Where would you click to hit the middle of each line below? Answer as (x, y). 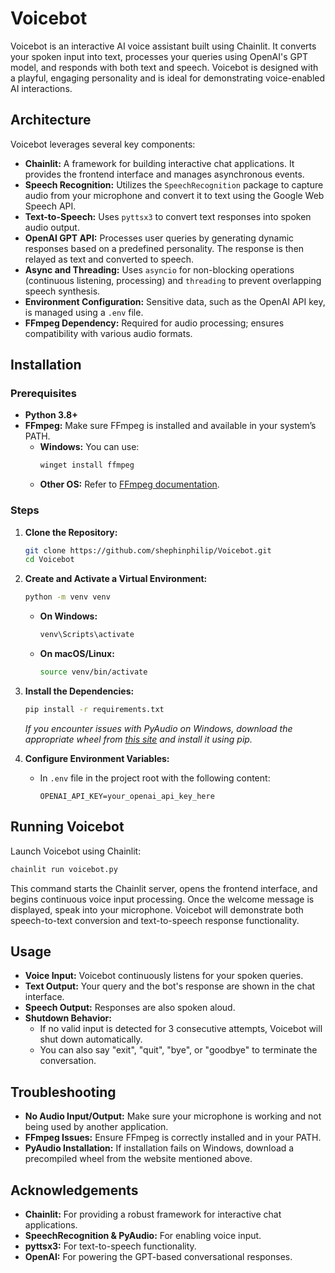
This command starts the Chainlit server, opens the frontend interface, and (164, 888)
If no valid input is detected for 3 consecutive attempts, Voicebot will (181, 1029)
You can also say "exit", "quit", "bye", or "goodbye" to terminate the (178, 1050)
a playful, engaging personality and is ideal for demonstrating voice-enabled (168, 78)
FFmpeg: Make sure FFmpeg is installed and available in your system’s (170, 426)
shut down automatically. (91, 1039)
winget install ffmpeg (87, 465)
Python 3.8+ (51, 415)
